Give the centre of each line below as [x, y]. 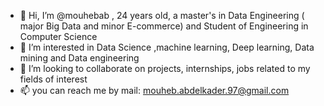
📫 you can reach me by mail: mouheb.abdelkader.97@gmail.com [154, 90]
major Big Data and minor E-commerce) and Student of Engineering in [164, 26]
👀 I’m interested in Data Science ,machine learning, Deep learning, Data [167, 47]
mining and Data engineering [79, 58]
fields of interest [53, 79]
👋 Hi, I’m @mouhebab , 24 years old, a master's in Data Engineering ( [162, 15]
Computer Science [58, 36]
